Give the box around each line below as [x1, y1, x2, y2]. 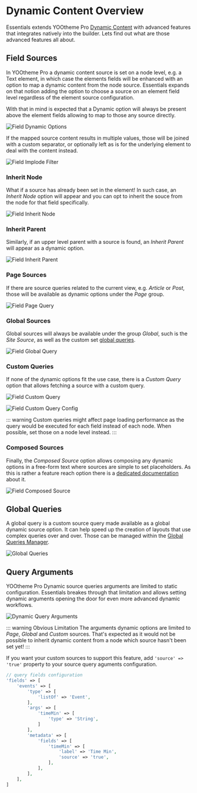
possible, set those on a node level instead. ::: [6, 429, 117, 436]
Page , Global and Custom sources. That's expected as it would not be [6, 630, 176, 637]
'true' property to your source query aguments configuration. [6, 661, 158, 668]
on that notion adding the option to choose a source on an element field [6, 87, 180, 95]
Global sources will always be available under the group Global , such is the [6, 330, 188, 337]
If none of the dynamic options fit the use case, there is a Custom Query [6, 376, 181, 383]
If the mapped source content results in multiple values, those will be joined [6, 134, 189, 141]
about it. [6, 475, 26, 483]
